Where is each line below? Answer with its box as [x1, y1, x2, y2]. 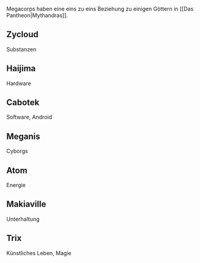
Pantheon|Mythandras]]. [6, 12, 69, 19]
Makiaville [6, 199, 46, 210]
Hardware [6, 80, 32, 87]
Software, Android [6, 113, 53, 121]
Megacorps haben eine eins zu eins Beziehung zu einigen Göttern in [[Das [6, 6, 194, 12]
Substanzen [6, 45, 37, 53]
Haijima [6, 64, 36, 74]
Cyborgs [6, 147, 29, 155]
